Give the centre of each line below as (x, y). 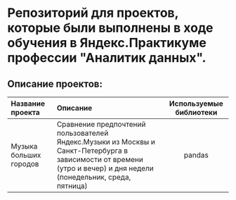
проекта (25, 112)
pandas (196, 155)
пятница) (72, 186)
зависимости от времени (100, 160)
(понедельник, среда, (94, 177)
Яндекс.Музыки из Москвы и (106, 142)
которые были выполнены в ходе (110, 28)
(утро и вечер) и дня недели (105, 168)
